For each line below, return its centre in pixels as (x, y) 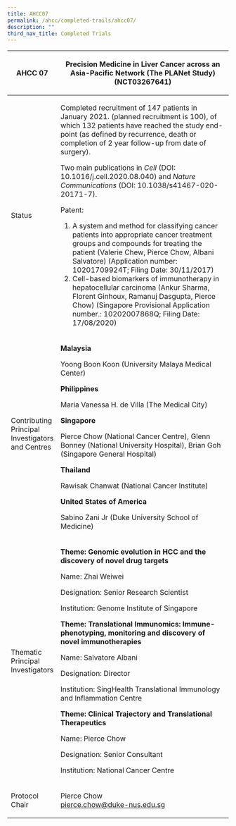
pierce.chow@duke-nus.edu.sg (113, 805)
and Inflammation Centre (101, 698)
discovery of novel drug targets (114, 561)
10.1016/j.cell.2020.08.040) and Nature (128, 177)
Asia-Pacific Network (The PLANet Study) (143, 73)
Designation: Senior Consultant (112, 755)
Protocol (25, 796)
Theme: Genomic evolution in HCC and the (133, 552)
